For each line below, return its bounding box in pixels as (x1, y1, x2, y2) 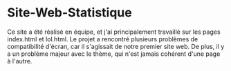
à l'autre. (7, 57, 33, 65)
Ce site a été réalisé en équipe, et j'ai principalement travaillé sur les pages (7, 28, 221, 36)
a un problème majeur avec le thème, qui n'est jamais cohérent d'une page (7, 50, 221, 58)
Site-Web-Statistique (7, 5, 133, 21)
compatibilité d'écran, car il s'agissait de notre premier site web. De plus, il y (7, 42, 225, 50)
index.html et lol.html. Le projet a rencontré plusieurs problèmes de (7, 34, 198, 43)
